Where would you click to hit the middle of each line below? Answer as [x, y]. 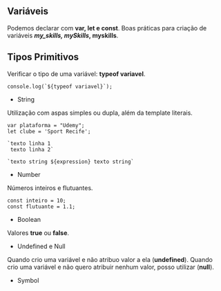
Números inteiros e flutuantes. [50, 188]
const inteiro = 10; [37, 200]
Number [29, 174]
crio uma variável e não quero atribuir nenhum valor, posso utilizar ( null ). [110, 267]
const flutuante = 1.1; [41, 207]
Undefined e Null [41, 246]
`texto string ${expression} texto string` [71, 162]
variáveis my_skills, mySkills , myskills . [63, 35]
